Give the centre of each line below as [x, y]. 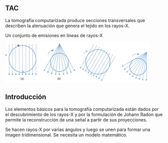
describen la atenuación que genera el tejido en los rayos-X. [67, 26]
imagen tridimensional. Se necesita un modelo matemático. [66, 134]
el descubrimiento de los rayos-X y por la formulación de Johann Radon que [84, 114]
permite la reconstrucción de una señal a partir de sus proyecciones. [76, 119]
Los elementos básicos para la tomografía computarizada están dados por [82, 109]
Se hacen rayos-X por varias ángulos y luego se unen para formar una [78, 129]
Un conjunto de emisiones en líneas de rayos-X [54, 35]
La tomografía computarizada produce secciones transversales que [75, 20]
